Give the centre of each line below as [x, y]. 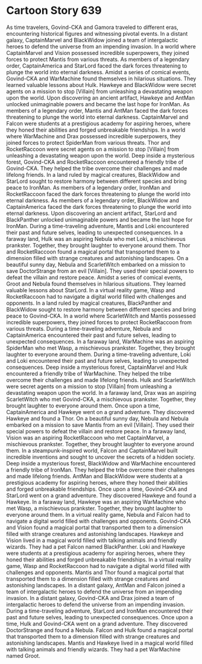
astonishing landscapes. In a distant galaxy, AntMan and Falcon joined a [96, 585]
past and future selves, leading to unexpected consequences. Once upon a [100, 617]
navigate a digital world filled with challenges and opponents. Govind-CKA [99, 521]
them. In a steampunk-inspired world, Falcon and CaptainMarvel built [92, 450]
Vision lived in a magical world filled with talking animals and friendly [92, 540]
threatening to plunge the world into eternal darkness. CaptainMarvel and [97, 117]
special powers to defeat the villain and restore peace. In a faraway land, [96, 431]
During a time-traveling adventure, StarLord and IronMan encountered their [100, 611]
